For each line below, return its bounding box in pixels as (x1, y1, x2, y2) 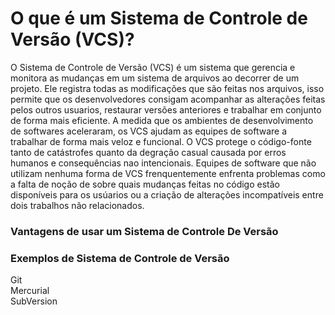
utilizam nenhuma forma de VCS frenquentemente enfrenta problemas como (10, 167, 326, 179)
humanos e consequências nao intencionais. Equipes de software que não (10, 157, 317, 169)
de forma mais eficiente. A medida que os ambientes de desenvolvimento (10, 114, 314, 126)
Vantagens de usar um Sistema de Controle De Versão (10, 224, 279, 238)
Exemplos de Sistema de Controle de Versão (10, 251, 230, 265)
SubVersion (10, 295, 58, 307)
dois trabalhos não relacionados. (10, 199, 145, 211)
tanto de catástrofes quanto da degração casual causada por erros (10, 146, 287, 158)
